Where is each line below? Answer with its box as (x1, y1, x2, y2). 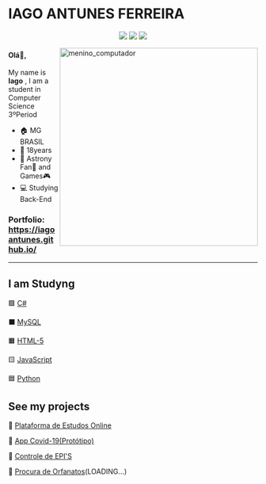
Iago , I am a (8, 76, 49, 86)
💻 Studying (19, 183, 59, 192)
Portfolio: (8, 215, 45, 226)
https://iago (8, 224, 55, 235)
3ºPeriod (8, 110, 38, 120)
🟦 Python (8, 374, 41, 383)
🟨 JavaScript (8, 355, 53, 364)
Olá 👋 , (8, 50, 27, 59)
